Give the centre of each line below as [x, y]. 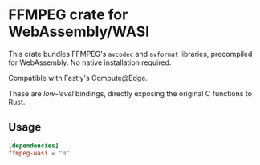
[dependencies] [34, 146]
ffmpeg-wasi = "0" [39, 153]
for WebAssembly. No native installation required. [90, 62]
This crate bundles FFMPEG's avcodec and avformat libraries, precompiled [130, 54]
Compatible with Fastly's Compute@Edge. [78, 78]
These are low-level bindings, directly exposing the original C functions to [130, 93]
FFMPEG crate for [68, 15]
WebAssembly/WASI [79, 32]
